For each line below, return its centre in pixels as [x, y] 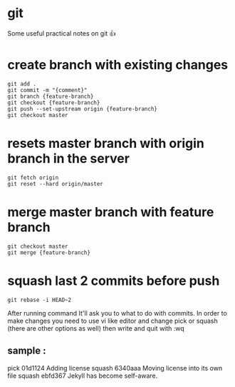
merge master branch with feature [111, 212]
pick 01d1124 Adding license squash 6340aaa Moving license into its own [115, 368]
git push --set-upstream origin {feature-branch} [83, 109]
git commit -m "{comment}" [47, 90]
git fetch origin [33, 177]
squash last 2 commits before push [114, 281]
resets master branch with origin [106, 144]
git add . [22, 84]
